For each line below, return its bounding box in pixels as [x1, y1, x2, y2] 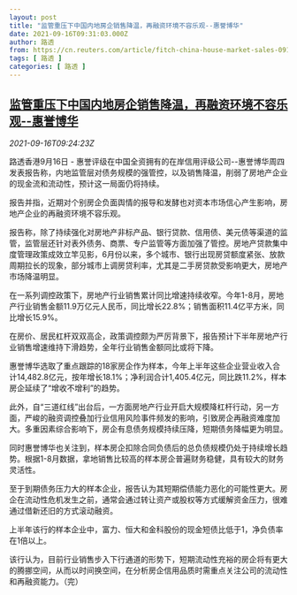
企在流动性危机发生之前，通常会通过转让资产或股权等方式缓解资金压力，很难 [9, 494, 288, 505]
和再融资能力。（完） [9, 576, 83, 586]
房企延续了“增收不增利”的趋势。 [9, 382, 126, 393]
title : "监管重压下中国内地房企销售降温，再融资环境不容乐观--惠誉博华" [9, 21, 244, 30]
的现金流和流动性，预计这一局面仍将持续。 [9, 178, 164, 188]
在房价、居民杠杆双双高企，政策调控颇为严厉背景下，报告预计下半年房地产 [9, 331, 280, 341]
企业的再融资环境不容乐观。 [24, 208, 126, 218]
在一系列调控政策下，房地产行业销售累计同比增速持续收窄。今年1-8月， [9, 289, 269, 301]
